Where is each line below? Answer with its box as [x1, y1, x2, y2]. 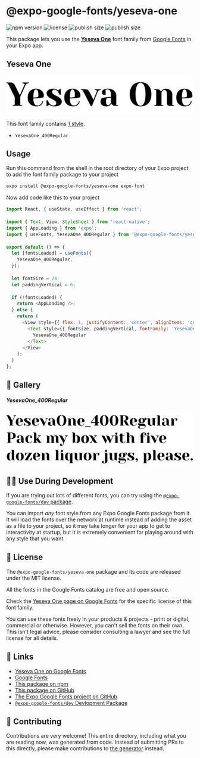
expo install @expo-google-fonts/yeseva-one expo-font [6, 183, 145, 189]
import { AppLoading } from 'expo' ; [6, 225, 97, 231]
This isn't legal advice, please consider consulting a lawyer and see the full [6, 628, 190, 635]
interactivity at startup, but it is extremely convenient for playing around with [6, 529, 193, 536]
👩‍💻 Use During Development [6, 476, 114, 486]
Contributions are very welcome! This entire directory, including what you [6, 732, 186, 740]
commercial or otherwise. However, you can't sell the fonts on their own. [6, 621, 184, 629]
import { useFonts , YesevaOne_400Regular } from [6, 231, 129, 237]
